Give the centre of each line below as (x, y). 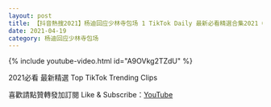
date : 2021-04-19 (38, 31)
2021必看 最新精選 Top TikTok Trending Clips (83, 78)
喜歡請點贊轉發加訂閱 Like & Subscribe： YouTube (91, 95)
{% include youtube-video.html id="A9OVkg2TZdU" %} (101, 61)
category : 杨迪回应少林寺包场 (54, 38)
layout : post (30, 16)
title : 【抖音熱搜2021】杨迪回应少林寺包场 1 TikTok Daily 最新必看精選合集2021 (133, 23)
